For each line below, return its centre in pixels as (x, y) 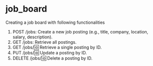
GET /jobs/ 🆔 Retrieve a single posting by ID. (57, 47)
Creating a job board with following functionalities (55, 22)
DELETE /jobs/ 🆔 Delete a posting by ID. (52, 58)
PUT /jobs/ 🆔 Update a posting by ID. (50, 52)
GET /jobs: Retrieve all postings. (44, 42)
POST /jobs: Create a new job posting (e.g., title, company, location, (80, 32)
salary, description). (33, 37)
